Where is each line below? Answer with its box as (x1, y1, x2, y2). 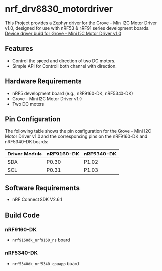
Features (5, 44, 33, 53)
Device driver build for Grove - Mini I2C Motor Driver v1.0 (5, 30, 121, 36)
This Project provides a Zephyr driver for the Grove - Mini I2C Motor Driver (5, 20, 157, 26)
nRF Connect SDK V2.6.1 (12, 196, 63, 203)
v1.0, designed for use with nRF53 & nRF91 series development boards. (5, 25, 150, 31)
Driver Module (7, 151, 42, 157)
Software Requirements (5, 184, 80, 192)
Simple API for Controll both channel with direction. (12, 63, 117, 69)
